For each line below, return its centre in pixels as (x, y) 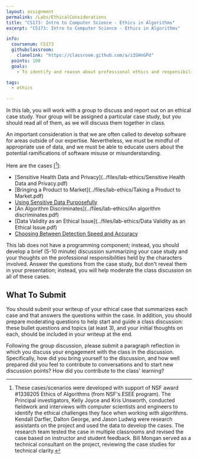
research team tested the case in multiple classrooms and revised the (99, 432)
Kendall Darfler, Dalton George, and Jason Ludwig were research (93, 419)
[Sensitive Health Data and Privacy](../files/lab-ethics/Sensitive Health (100, 177)
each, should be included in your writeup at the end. (69, 334)
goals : (19, 66)
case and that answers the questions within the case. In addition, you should (99, 315)
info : (13, 39)
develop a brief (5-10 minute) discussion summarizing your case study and (97, 251)
